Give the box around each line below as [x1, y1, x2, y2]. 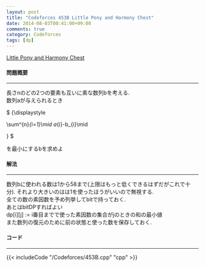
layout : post [6, 9, 40, 15]
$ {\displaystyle [6, 109, 46, 116]
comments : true [6, 26, 45, 32]
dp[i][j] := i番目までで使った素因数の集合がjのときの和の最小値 [6, 211, 163, 218]
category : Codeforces [6, 32, 62, 38]
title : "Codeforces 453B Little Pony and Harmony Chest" [6, 15, 154, 21]
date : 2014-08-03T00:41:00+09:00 [6, 20, 92, 26]
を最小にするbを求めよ [6, 145, 63, 152]
